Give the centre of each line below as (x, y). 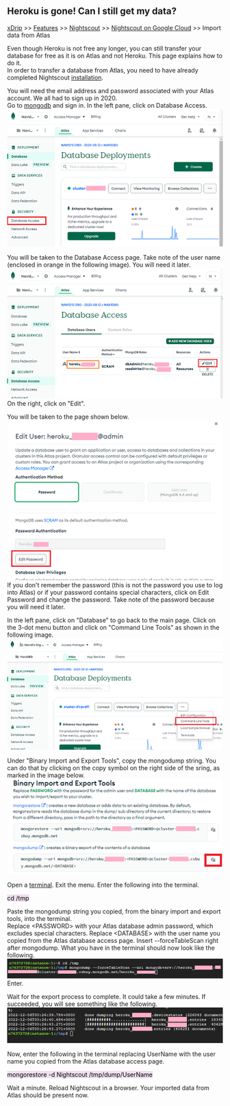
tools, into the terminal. (39, 918)
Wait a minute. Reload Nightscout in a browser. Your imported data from (108, 1088)
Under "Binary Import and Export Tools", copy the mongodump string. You (112, 761)
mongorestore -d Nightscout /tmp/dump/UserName (80, 1074)
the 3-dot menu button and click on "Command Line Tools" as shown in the (113, 627)
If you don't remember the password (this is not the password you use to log (115, 585)
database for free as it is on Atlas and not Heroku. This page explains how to (115, 56)
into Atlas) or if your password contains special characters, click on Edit (108, 592)
